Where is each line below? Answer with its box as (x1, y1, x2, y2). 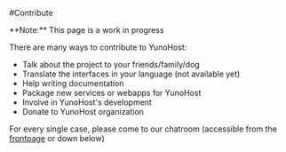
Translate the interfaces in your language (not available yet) (21, 68, 241, 79)
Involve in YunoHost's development (21, 97, 153, 108)
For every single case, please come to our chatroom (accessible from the (9, 124, 277, 134)
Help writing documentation (21, 78, 124, 88)
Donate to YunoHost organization (21, 107, 145, 116)
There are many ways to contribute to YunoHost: (9, 42, 187, 52)
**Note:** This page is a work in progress (9, 25, 164, 35)
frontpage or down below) (9, 133, 105, 143)
